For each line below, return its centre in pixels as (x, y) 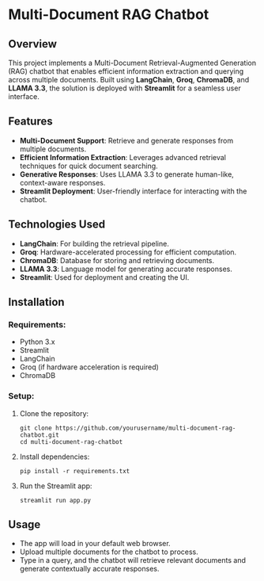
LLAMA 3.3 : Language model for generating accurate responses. (126, 269)
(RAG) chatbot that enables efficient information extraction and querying (126, 71)
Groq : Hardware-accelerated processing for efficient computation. (128, 252)
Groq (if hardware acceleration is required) (89, 367)
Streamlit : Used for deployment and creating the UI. (104, 277)
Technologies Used (57, 225)
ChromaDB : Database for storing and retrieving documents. (117, 260)
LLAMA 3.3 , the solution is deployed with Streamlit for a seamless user (124, 88)
